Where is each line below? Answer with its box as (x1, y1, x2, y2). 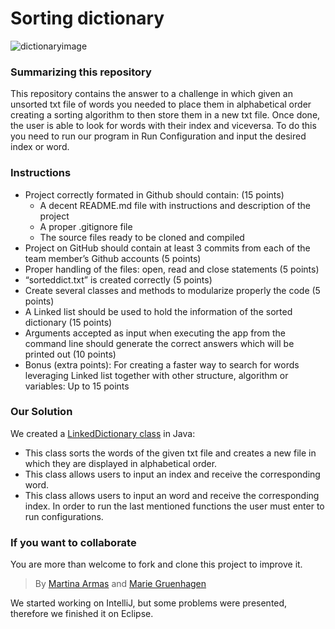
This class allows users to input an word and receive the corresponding (24, 489, 320, 501)
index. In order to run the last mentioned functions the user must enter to (24, 500, 325, 512)
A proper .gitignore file (39, 220, 133, 232)
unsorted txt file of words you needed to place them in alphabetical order (10, 98, 312, 111)
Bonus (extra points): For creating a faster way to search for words (24, 358, 300, 371)
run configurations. (24, 510, 104, 522)
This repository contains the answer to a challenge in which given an (10, 88, 293, 100)
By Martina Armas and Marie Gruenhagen (34, 578, 207, 590)
